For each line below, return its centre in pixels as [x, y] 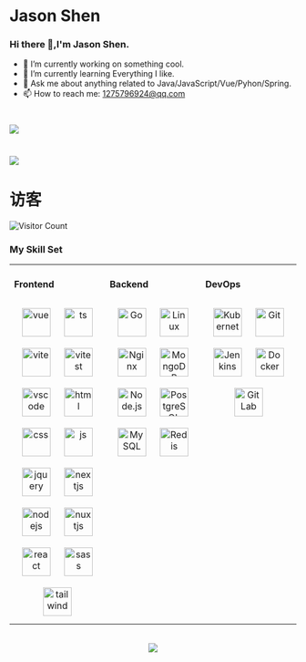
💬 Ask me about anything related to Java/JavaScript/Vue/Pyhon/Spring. [157, 84]
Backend [129, 284]
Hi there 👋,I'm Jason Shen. [70, 45]
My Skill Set [36, 249]
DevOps [223, 284]
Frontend [34, 284]
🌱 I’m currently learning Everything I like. [98, 74]
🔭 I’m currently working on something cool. [103, 64]
